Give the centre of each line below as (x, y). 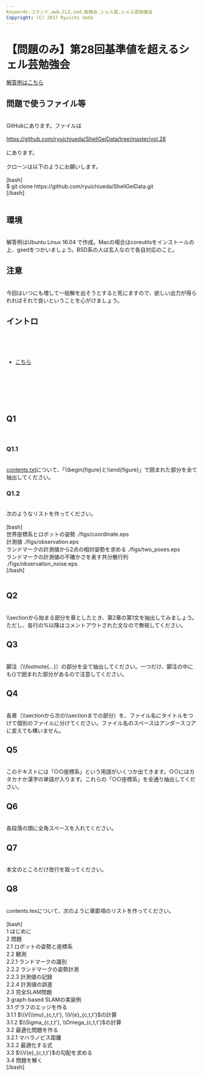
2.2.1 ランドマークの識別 (37, 961)
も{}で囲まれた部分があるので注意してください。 (67, 674)
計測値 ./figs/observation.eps (43, 542)
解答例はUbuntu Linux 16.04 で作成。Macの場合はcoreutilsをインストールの (101, 242)
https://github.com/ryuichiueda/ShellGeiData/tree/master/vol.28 (86, 139)
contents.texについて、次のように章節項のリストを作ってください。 (90, 910)
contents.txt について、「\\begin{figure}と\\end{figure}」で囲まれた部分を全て (102, 469)
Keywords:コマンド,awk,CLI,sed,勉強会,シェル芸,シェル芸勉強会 (79, 12)
